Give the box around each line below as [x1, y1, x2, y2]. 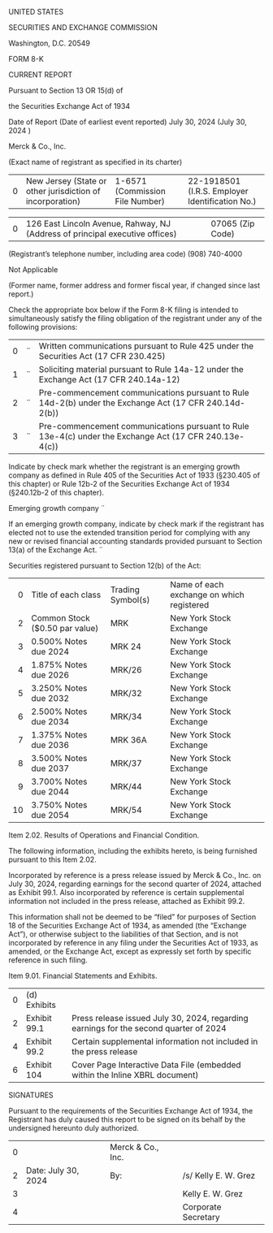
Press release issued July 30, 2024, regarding [71, 1013, 249, 1023]
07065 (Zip [210, 218, 255, 229]
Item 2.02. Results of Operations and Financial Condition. [8, 830, 200, 840]
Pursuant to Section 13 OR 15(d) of [8, 85, 123, 95]
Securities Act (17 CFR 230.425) [38, 351, 166, 361]
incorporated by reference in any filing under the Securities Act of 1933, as [8, 938, 258, 947]
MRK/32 [110, 688, 142, 699]
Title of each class [31, 589, 102, 600]
